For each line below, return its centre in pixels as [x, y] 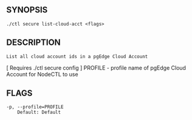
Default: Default [39, 112]
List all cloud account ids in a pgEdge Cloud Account [77, 56]
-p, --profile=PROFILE [35, 107]
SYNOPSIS [27, 10]
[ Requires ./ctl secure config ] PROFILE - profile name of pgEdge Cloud [96, 68]
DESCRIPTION [33, 43]
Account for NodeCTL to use [42, 74]
